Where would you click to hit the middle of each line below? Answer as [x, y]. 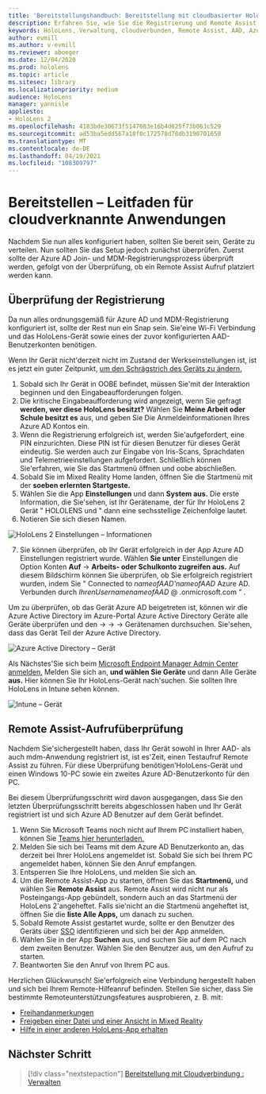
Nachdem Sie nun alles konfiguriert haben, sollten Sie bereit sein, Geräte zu [131, 242]
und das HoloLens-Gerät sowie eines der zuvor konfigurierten [109, 336]
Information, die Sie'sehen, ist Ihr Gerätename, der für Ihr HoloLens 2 [132, 502]
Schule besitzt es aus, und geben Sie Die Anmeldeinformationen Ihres [135, 417]
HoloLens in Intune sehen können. [64, 689]
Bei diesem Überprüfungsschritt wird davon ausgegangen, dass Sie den [125, 797]
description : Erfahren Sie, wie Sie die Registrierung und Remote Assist [133, 23]
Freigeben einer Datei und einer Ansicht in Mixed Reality [111, 1021]
